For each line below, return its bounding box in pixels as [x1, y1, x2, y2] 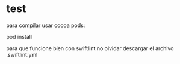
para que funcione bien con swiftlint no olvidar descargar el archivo [6, 44, 174, 52]
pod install [6, 33, 32, 40]
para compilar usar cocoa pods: [6, 22, 85, 29]
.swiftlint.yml [6, 51, 38, 58]
